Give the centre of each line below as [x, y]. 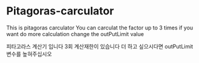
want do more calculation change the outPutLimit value [75, 34]
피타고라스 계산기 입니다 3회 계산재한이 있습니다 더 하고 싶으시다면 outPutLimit [100, 46]
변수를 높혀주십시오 [29, 54]
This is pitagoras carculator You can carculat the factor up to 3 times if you [100, 28]
